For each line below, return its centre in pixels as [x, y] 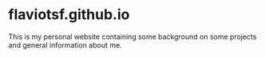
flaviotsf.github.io [69, 15]
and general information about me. [65, 44]
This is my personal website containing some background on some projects [132, 37]
